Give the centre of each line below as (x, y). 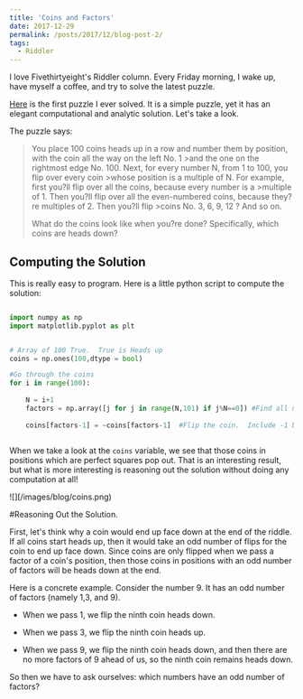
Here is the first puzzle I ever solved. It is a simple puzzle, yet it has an (140, 104)
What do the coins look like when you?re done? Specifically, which (155, 224)
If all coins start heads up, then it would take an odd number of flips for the (148, 542)
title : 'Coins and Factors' (62, 18)
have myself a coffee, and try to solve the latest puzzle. (112, 87)
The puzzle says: (41, 131)
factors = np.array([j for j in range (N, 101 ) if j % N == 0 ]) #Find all (157, 408)
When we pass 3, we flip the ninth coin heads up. (114, 632)
